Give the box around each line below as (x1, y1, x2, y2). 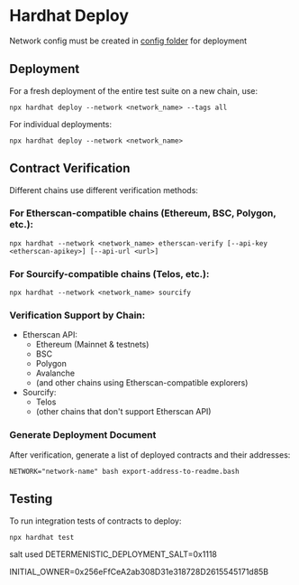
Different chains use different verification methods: (9, 184, 198, 195)
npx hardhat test (9, 533, 75, 542)
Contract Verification (9, 161, 131, 176)
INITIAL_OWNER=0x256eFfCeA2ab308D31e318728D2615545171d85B (9, 566, 269, 577)
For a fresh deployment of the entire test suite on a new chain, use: (9, 85, 258, 96)
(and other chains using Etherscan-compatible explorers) (35, 377, 249, 388)
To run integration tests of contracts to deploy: (9, 515, 182, 526)
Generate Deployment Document (9, 429, 157, 441)
